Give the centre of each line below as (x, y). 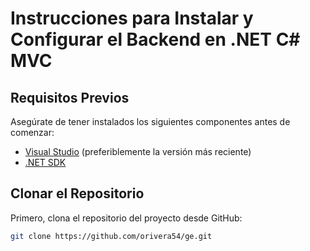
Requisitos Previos (70, 97)
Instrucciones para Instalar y (132, 18)
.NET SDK (45, 162)
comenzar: (32, 132)
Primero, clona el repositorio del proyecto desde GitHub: (126, 218)
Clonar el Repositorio (77, 193)
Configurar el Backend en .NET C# (155, 39)
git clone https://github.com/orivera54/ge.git (111, 236)
